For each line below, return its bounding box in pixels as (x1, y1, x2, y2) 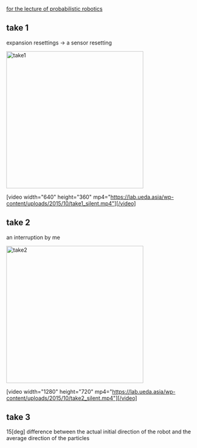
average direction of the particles (6, 435, 90, 442)
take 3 (6, 412, 30, 422)
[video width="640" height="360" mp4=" (6, 193, 111, 201)
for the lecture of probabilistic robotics (6, 5, 103, 12)
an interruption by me (6, 233, 61, 241)
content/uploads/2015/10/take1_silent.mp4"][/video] (6, 199, 136, 207)
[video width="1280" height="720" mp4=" (6, 388, 112, 395)
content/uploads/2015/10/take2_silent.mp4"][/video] (6, 394, 137, 402)
